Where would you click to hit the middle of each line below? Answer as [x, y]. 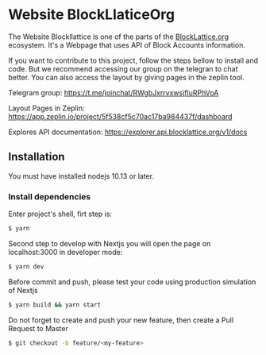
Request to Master [39, 328]
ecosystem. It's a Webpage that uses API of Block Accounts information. [127, 44]
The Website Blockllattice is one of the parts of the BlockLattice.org [118, 37]
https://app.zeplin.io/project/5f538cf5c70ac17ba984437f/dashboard [120, 116]
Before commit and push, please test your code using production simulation [132, 282]
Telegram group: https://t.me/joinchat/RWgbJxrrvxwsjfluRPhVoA [114, 92]
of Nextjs [23, 290]
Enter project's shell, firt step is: [60, 214]
